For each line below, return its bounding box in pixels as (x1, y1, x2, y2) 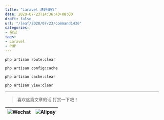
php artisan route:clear (5, 57, 56, 62)
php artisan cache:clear (5, 74, 56, 79)
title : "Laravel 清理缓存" (5, 7, 57, 12)
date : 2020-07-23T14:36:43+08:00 (5, 12, 73, 17)
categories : (5, 25, 29, 30)
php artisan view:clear (5, 83, 54, 88)
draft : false (5, 16, 32, 21)
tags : (5, 35, 16, 40)
